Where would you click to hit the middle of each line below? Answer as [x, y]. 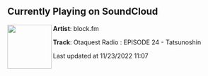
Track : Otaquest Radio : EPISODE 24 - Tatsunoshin [127, 42]
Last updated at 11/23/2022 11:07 [100, 56]
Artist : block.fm [76, 28]
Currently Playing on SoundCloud [83, 12]
